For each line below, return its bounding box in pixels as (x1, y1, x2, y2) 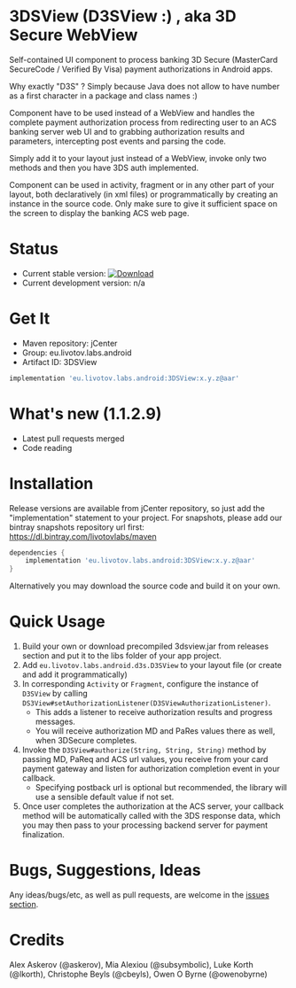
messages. (35, 716, 75, 727)
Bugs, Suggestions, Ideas (9, 860, 201, 881)
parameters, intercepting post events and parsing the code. (9, 136, 226, 146)
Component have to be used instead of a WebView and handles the (9, 107, 255, 118)
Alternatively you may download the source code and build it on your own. (9, 580, 281, 591)
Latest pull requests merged (21, 432, 125, 444)
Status (9, 239, 59, 259)
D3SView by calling (21, 688, 88, 699)
